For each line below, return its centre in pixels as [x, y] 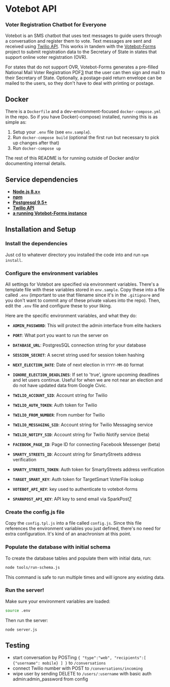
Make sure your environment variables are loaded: [58, 601]
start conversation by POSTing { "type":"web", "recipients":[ [79, 658]
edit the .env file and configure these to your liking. [59, 306]
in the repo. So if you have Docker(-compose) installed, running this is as [82, 117]
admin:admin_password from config [50, 679]
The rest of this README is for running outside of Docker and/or [72, 158]
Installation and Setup [41, 229]
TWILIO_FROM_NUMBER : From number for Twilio [59, 415]
